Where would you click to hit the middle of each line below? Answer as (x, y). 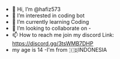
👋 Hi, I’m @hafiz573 (36, 9)
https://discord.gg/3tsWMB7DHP (52, 44)
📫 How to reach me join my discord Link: (63, 35)
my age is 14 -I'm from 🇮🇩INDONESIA (59, 50)
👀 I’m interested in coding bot (48, 15)
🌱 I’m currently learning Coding (50, 22)
